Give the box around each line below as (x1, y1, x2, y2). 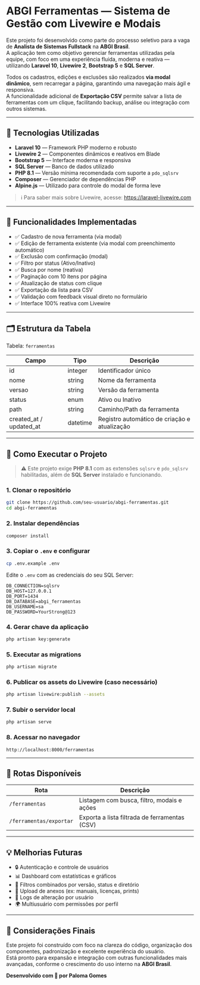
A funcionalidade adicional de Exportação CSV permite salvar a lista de (6, 92, 182, 100)
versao (9, 386, 29, 394)
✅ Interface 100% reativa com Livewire (14, 299, 111, 306)
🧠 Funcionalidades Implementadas (6, 217, 137, 227)
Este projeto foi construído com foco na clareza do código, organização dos (6, 941, 192, 949)
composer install (6, 532, 49, 539)
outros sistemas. (6, 105, 47, 112)
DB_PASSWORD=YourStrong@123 (6, 609, 76, 615)
